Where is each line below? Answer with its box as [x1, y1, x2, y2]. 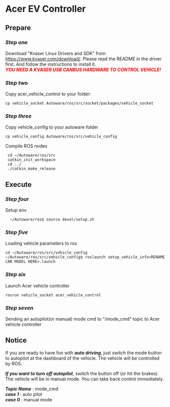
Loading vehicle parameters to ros [5, 241, 77, 247]
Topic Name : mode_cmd [5, 386, 59, 392]
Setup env [5, 207, 27, 213]
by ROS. [5, 361, 22, 367]
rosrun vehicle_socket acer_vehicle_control [5, 292, 101, 298]
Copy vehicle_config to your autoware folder [5, 124, 98, 130]
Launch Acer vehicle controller [5, 282, 70, 289]
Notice [5, 336, 27, 345]
